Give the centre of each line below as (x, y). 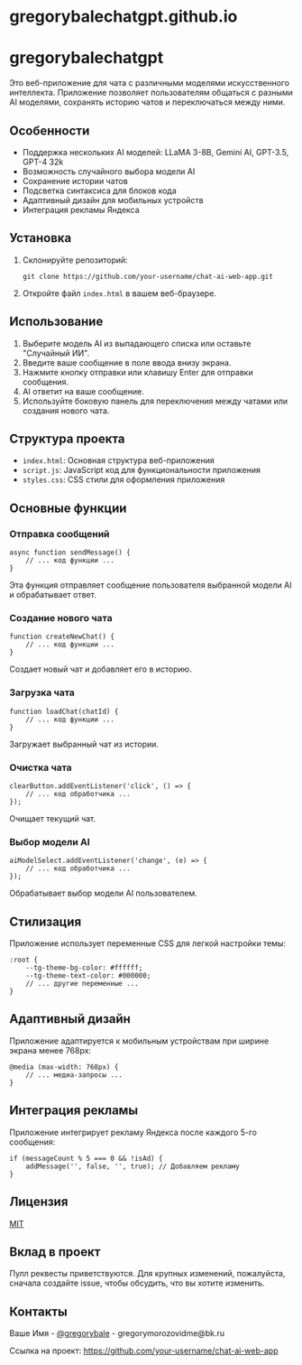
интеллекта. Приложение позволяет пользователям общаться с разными (151, 93)
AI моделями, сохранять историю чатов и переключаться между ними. (147, 102)
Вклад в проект (55, 1252)
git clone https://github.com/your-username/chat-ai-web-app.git (147, 276)
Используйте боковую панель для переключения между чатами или (155, 401)
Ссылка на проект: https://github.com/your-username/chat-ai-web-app (144, 1351)
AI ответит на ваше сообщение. (83, 391)
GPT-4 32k (43, 162)
